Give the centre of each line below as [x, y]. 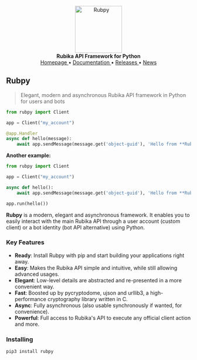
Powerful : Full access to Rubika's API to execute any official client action [103, 318]
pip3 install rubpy [30, 352]
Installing [20, 339]
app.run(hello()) [27, 204]
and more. [27, 324]
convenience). [32, 311]
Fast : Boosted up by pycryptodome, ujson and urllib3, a [82, 293]
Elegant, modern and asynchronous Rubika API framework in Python [103, 95]
